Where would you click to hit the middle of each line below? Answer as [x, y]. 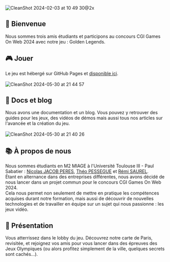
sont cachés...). [22, 254]
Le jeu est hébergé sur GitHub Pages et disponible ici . [62, 73]
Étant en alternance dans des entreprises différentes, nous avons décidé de [85, 177]
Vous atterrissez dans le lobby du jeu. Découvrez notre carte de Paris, [79, 238]
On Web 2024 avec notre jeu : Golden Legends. [55, 41]
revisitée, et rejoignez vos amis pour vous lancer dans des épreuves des [81, 244]
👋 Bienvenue [26, 24]
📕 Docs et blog [29, 101]
